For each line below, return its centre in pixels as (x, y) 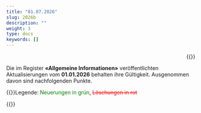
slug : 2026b (21, 17)
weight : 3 (19, 28)
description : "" (26, 23)
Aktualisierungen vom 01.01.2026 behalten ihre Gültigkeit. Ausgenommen (97, 74)
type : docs (20, 34)
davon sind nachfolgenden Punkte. (49, 81)
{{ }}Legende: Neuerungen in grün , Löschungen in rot (72, 92)
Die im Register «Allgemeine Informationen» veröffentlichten (82, 68)
